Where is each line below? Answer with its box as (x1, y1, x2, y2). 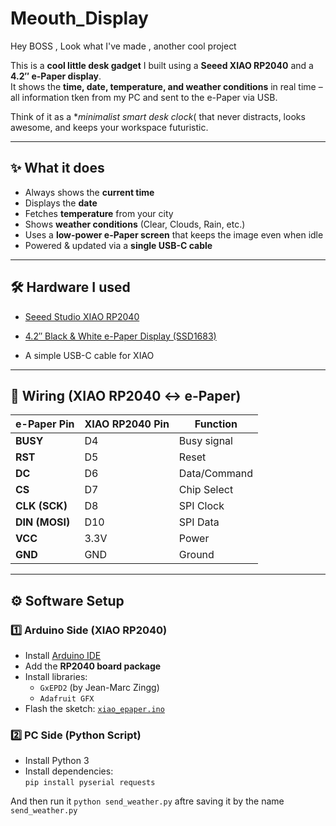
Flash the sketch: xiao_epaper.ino (24, 703, 165, 715)
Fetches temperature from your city (24, 207, 174, 219)
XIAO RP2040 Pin (84, 417, 170, 431)
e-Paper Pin (15, 417, 75, 431)
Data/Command (178, 467, 253, 481)
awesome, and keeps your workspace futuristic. (10, 121, 209, 133)
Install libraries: (24, 671, 88, 683)
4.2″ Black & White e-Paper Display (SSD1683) (24, 330, 217, 342)
